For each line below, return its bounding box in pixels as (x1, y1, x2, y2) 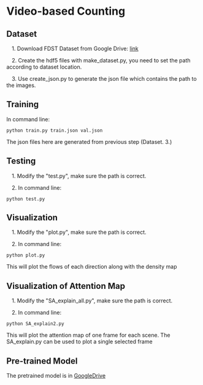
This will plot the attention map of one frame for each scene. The (6, 332, 170, 339)
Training (6, 99, 39, 110)
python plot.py (6, 252, 45, 258)
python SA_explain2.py (6, 321, 64, 327)
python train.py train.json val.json (6, 127, 103, 133)
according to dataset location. (6, 63, 82, 70)
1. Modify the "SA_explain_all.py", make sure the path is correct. (12, 297, 173, 304)
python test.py (6, 196, 45, 202)
